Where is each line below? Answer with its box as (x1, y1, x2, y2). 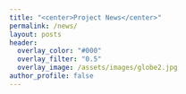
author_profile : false (9, 72, 94, 81)
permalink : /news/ (9, 21, 78, 30)
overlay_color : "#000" (17, 47, 102, 56)
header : (9, 38, 38, 47)
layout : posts (9, 30, 63, 38)
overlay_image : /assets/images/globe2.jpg (17, 64, 178, 73)
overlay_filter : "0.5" (17, 55, 102, 64)
